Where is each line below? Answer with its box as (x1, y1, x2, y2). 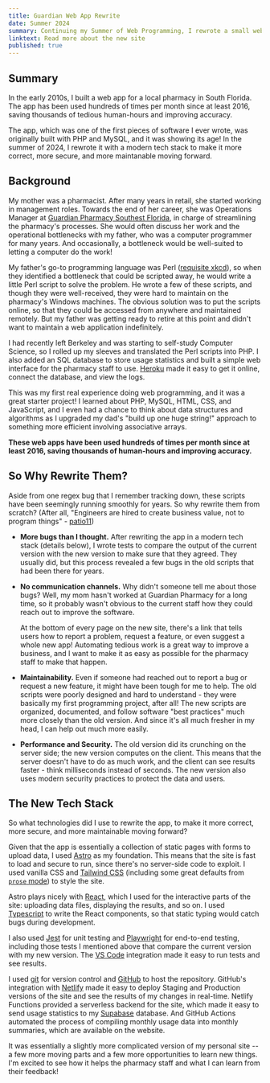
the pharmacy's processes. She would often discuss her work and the (8, 221, 240, 231)
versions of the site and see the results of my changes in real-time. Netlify (8, 991, 254, 1001)
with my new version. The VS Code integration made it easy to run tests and (8, 950, 260, 960)
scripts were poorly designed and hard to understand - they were (19, 689, 237, 699)
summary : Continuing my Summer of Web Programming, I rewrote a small (8, 27, 250, 35)
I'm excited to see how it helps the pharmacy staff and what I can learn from (8, 1058, 260, 1068)
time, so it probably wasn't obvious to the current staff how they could (19, 598, 253, 608)
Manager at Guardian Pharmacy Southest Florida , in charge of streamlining (8, 212, 256, 222)
